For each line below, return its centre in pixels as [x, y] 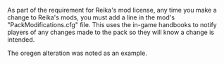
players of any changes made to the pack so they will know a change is [111, 32]
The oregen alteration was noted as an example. [77, 53]
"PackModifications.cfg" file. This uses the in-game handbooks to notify [112, 25]
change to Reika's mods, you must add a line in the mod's [91, 17]
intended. [21, 40]
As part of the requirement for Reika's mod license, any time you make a [112, 10]
